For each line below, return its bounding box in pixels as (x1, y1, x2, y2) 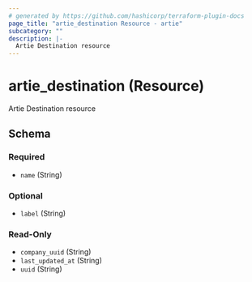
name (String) (19, 169, 62, 179)
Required (8, 152, 45, 163)
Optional (8, 190, 43, 201)
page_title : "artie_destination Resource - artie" (8, 19, 183, 28)
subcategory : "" (8, 27, 63, 35)
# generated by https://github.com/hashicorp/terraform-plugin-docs (8, 11, 245, 20)
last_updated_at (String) (19, 256, 103, 266)
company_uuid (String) (19, 247, 92, 257)
